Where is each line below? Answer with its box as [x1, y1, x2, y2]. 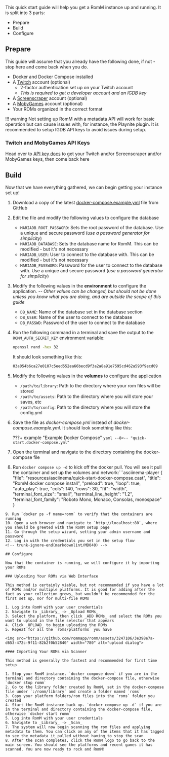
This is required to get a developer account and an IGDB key [20, 90, 147, 96]
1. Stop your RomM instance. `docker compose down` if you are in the [5, 671, 157, 676]
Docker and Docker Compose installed [12, 74, 94, 80]
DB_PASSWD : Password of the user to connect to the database [20, 319, 145, 326]
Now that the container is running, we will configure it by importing [5, 560, 159, 565]
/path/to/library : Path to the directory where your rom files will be [20, 382, 161, 388]
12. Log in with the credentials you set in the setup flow [5, 538, 135, 543]
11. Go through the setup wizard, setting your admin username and [5, 529, 151, 534]
